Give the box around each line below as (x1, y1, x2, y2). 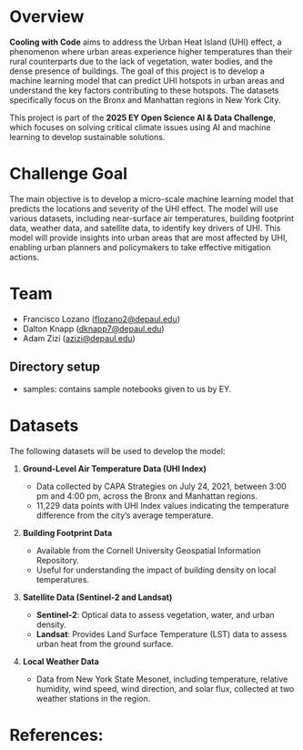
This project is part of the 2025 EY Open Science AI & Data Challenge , (9, 112, 276, 123)
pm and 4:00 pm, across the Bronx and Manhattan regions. (35, 490, 258, 502)
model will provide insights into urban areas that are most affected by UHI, (9, 232, 288, 243)
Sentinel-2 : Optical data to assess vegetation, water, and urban (35, 609, 275, 620)
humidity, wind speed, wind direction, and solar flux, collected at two (35, 683, 295, 694)
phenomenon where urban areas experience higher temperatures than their (9, 46, 293, 56)
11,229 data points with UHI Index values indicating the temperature (35, 500, 289, 511)
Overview (9, 6, 85, 27)
